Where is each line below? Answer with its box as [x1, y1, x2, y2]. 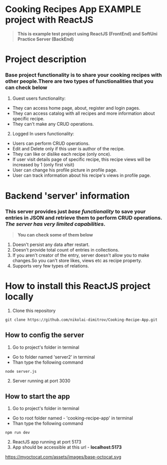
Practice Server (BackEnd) [17, 36, 74, 42]
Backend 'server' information [5, 190, 130, 201]
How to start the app [5, 392, 70, 401]
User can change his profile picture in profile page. [12, 167, 117, 173]
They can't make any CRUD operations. [12, 121, 94, 127]
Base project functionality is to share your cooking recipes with [5, 72, 162, 79]
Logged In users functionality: [12, 131, 74, 137]
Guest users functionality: [12, 95, 66, 101]
